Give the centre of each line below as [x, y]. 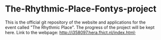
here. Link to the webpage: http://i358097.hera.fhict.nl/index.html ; [71, 32]
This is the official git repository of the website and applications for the [75, 22]
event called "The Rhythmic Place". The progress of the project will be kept [80, 27]
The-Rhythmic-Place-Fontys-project [81, 9]
